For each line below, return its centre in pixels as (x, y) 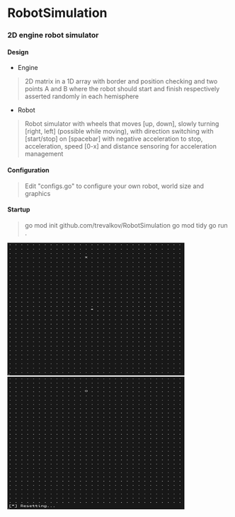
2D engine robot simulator (53, 35)
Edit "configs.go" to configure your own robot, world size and (114, 186)
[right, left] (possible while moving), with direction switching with (119, 132)
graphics (38, 193)
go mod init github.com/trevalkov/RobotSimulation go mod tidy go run (126, 225)
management (44, 154)
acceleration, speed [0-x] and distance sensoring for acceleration (121, 146)
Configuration (28, 170)
